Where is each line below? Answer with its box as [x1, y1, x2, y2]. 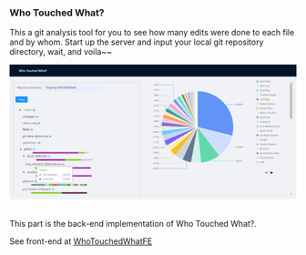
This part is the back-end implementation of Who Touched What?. [9, 219, 258, 229]
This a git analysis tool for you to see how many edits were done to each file [9, 27, 295, 38]
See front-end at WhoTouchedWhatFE [9, 236, 153, 247]
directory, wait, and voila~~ [9, 46, 112, 57]
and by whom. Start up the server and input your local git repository [9, 36, 264, 47]
